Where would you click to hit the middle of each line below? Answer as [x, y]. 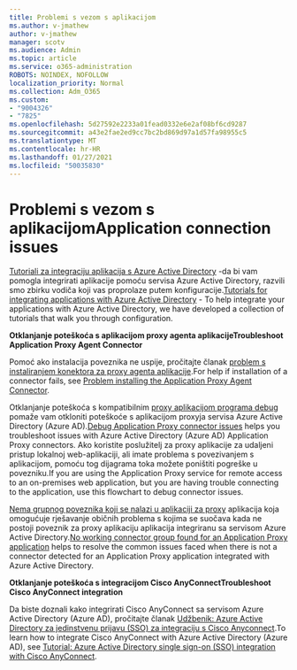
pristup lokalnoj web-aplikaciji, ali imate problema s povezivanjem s [132, 454]
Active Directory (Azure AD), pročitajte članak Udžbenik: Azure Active [136, 619]
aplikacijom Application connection [140, 228]
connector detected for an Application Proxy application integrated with [139, 556]
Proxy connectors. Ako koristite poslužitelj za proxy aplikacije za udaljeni [141, 445]
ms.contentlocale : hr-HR [55, 149]
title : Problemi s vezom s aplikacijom [83, 17]
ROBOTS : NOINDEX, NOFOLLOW [59, 75]
